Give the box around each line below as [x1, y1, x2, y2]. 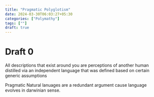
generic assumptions [5, 73, 47, 78]
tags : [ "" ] [5, 20, 27, 26]
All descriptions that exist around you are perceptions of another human [5, 62, 149, 68]
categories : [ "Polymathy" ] [5, 16, 60, 21]
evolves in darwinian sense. [5, 87, 61, 93]
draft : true [5, 25, 29, 30]
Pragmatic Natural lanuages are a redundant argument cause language [5, 82, 147, 88]
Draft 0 [5, 46, 34, 58]
